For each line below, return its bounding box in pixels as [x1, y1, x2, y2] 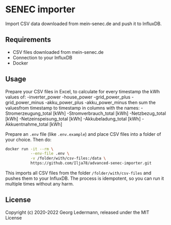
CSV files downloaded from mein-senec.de [12, 49, 104, 55]
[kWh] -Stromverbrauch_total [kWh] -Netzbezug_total [53, 110, 166, 116]
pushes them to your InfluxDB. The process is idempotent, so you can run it [5, 175, 164, 181]
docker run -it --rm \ [5, 146, 54, 152]
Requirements [5, 35, 51, 44]
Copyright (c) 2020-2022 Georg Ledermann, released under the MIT [5, 209, 150, 215]
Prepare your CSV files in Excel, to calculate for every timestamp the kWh [5, 88, 160, 94]
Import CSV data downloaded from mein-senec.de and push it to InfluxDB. [5, 21, 162, 27]
